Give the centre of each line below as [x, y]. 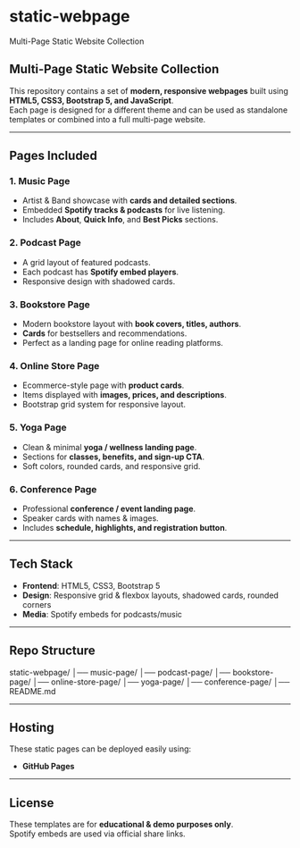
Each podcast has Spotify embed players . [100, 272]
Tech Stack [41, 564]
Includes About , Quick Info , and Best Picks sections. [120, 220]
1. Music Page [40, 181]
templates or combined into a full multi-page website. [108, 119]
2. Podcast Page [46, 243]
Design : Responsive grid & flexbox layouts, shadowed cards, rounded [150, 595]
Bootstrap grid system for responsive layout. [104, 405]
